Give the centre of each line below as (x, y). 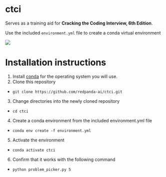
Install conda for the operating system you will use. (65, 76)
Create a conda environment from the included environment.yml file (82, 120)
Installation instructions (56, 62)
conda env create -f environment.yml (52, 131)
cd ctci (20, 111)
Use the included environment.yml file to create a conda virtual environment (83, 33)
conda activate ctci (34, 150)
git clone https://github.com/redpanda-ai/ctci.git (67, 92)
